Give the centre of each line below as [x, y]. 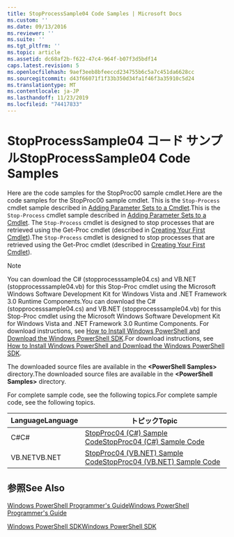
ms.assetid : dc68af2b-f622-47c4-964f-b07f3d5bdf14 [82, 59]
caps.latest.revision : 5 [43, 65]
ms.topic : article [34, 53]
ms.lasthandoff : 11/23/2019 [48, 98]
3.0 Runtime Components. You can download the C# [81, 301]
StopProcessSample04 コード [95, 141]
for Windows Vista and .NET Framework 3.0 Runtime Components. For [108, 323]
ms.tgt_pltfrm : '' [34, 46]
